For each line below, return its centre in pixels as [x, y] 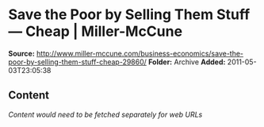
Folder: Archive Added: [187, 62]
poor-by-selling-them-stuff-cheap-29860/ [77, 62]
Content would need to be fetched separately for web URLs [105, 114]
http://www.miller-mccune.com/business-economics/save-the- [140, 53]
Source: [22, 53]
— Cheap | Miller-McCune [96, 31]
